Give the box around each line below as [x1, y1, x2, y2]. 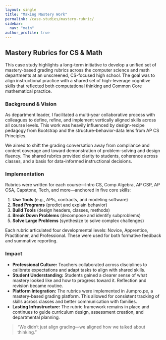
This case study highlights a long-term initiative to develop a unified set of [5, 61, 157, 67]
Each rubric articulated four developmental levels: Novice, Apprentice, [5, 227, 149, 233]
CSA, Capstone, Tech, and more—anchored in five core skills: [5, 187, 131, 193]
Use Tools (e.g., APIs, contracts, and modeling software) [12, 197, 128, 203]
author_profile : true [5, 30, 50, 35]
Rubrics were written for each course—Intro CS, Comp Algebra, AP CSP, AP [5, 182, 160, 188]
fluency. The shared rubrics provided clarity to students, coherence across [5, 153, 158, 159]
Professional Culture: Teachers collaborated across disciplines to [12, 261, 147, 268]
